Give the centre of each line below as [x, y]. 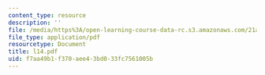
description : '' [35, 23]
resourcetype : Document [47, 45]
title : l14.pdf [33, 52]
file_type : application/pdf [54, 37]
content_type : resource [47, 15]
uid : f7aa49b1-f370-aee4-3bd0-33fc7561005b [81, 59]
